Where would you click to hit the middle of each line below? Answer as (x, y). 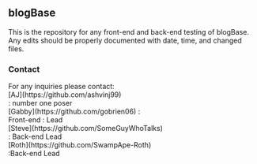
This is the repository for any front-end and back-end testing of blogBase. (128, 32)
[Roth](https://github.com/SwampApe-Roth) (80, 145)
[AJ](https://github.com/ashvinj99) (65, 95)
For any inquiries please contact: (61, 87)
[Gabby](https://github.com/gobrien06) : (74, 112)
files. (16, 48)
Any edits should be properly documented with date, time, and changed (125, 40)
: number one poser (40, 103)
